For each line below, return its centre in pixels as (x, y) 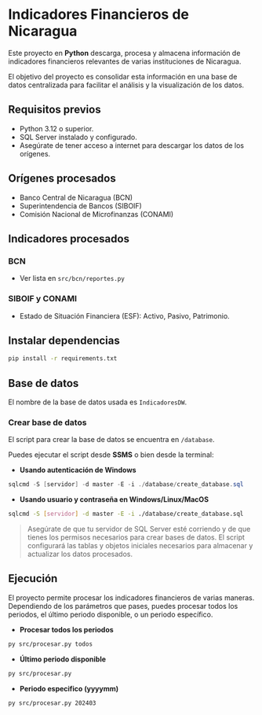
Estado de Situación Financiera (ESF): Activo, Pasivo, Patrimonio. (124, 315)
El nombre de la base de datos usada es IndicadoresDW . (98, 402)
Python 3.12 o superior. (56, 128)
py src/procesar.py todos (50, 644)
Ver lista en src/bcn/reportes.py (72, 278)
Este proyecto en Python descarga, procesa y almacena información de (124, 53)
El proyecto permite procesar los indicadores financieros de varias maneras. (131, 597)
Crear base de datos (47, 422)
